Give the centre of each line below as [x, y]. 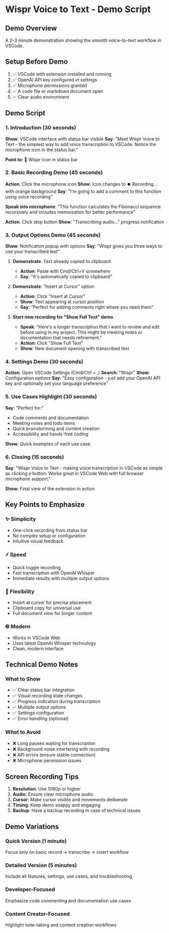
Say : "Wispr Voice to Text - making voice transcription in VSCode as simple [84, 468]
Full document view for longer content [52, 614]
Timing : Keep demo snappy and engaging [56, 805]
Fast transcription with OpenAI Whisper [54, 573]
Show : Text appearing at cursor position [62, 302]
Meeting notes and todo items [44, 423]
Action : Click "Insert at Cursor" [53, 297]
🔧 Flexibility [20, 591]
